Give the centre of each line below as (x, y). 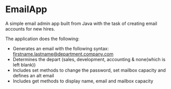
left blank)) (24, 65)
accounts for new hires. (30, 28)
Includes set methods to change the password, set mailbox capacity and (89, 70)
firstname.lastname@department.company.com (63, 54)
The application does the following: (42, 39)
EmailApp (26, 9)
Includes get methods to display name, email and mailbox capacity (83, 81)
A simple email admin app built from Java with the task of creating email (81, 23)
